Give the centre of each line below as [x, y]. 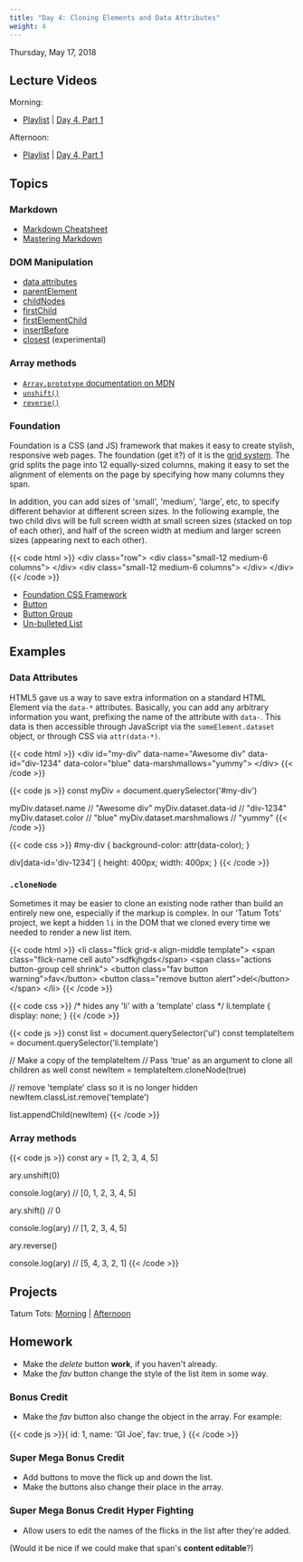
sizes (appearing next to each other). [78, 539]
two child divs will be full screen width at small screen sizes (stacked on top [151, 520]
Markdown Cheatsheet [65, 229]
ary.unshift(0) [35, 1176]
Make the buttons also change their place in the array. [123, 1487]
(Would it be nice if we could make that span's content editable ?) [132, 1547]
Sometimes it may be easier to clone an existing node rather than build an [147, 903]
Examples [38, 652]
